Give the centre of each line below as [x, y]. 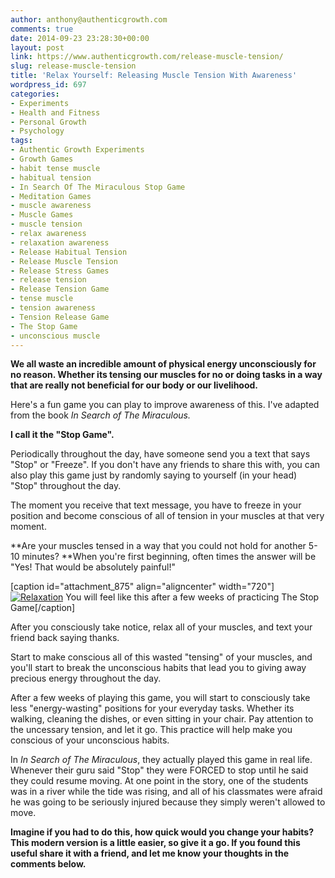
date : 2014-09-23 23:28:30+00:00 [80, 38]
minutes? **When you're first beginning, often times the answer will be [169, 557]
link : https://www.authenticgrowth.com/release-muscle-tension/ [147, 57]
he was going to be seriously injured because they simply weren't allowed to [168, 802]
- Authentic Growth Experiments [77, 150]
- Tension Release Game [60, 317]
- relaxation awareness [60, 242]
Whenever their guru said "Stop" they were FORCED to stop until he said [159, 770]
